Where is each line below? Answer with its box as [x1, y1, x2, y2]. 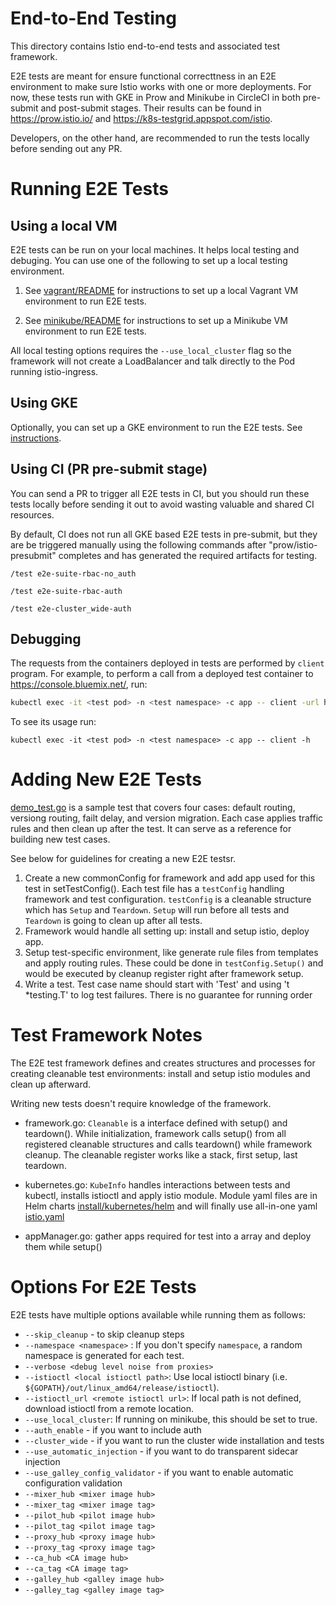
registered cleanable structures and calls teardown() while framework [24, 1138, 313, 1151]
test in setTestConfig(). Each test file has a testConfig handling [24, 883, 285, 895]
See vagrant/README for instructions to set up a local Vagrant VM [24, 284, 299, 296]
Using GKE [10, 395, 78, 412]
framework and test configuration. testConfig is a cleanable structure [24, 893, 312, 906]
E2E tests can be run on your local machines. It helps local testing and [10, 243, 300, 256]
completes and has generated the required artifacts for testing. [58, 549, 318, 561]
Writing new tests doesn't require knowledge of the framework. [10, 1098, 272, 1110]
